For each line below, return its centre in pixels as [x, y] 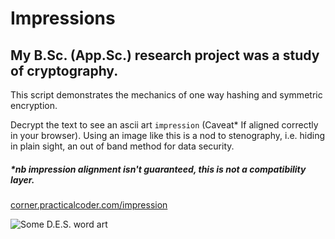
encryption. [34, 105]
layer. [22, 179]
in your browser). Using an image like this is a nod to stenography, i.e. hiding [168, 135]
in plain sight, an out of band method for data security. [122, 146]
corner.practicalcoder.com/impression [89, 204]
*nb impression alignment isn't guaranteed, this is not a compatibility [158, 169]
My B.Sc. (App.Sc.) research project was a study [165, 55]
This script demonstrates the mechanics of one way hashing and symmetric [166, 95]
